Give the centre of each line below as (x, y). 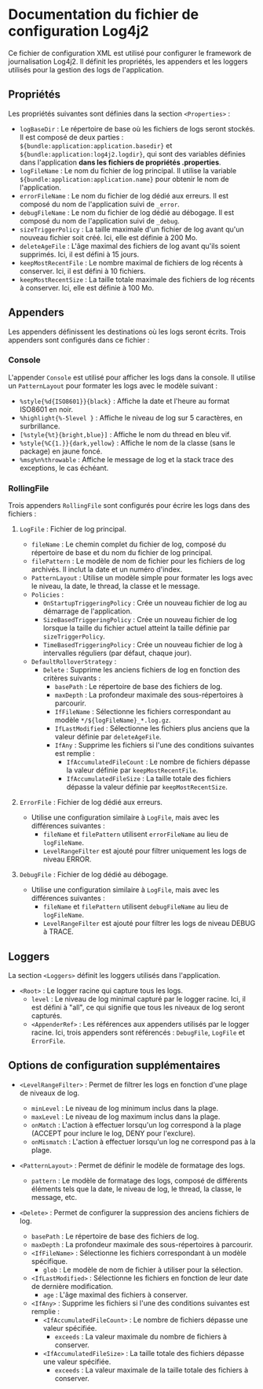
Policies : (47, 594)
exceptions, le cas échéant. (64, 468)
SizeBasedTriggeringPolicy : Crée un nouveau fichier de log (140, 620)
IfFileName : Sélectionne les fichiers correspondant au (143, 712)
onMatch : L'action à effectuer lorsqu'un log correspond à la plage (136, 1124)
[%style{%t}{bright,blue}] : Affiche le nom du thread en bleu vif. (125, 434)
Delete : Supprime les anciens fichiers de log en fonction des (142, 670)
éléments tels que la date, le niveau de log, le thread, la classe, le (136, 1189)
